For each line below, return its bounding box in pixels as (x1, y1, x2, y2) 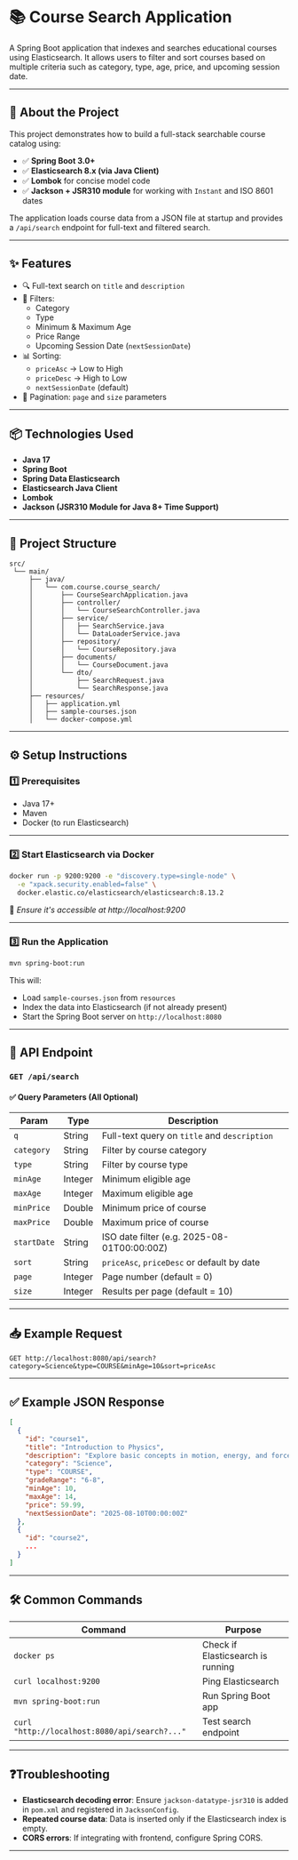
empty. (21, 1824, 48, 1834)
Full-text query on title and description (101, 1130, 273, 1142)
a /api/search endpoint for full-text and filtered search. (9, 221, 211, 232)
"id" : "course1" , (25, 1434, 90, 1443)
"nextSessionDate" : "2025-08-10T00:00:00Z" (25, 1509, 189, 1518)
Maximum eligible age (101, 1188, 193, 1200)
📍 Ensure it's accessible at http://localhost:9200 (9, 904, 186, 915)
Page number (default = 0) (101, 1271, 213, 1283)
